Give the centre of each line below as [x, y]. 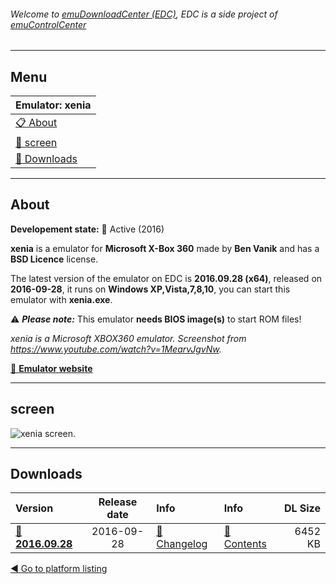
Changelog [182, 544]
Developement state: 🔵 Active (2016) [87, 229]
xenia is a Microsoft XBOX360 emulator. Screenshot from [128, 338]
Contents [245, 544]
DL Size [302, 508]
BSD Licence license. [54, 259]
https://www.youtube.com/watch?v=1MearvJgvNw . [116, 349]
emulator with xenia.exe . [61, 299]
